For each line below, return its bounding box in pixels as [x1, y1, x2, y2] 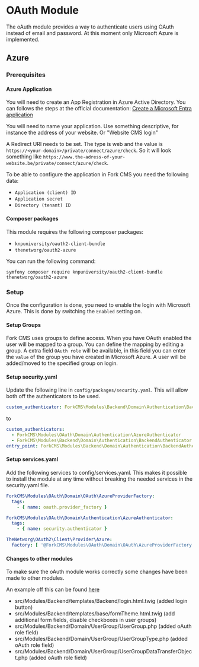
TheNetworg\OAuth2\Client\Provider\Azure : [6, 536, 113, 543]
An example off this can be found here [6, 586, 100, 593]
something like [6, 153, 42, 160]
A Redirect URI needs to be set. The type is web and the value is [6, 141, 163, 148]
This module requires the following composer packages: [6, 228, 144, 235]
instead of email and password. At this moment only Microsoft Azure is [6, 29, 179, 36]
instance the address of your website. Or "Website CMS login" [6, 129, 159, 136]
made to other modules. [6, 574, 65, 582]
